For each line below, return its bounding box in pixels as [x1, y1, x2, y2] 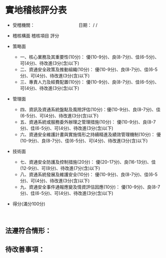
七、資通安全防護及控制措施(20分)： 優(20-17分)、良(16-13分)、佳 [20, 158, 156, 165]
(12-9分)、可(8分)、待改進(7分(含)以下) [20, 165, 100, 171]
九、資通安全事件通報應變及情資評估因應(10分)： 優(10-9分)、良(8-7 [20, 183, 160, 190]
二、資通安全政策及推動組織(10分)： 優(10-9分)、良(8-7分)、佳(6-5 [20, 66, 158, 72]
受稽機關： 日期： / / [12, 22, 98, 28]
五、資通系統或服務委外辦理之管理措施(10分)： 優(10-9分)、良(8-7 [20, 118, 156, 125]
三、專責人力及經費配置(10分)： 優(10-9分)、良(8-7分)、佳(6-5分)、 [20, 78, 159, 85]
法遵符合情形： [5, 226, 52, 235]
